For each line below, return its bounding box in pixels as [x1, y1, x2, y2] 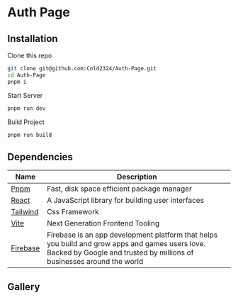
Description [116, 172, 157, 182]
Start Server [7, 91, 43, 99]
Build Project [7, 118, 45, 126]
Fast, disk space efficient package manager [47, 184, 193, 194]
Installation [7, 33, 58, 45]
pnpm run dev [7, 104, 46, 112]
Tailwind [11, 207, 39, 217]
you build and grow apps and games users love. [47, 239, 206, 249]
